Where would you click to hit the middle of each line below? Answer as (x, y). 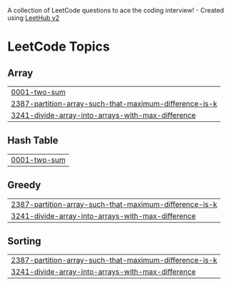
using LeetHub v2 (34, 18)
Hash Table (33, 141)
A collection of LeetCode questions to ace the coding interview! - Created (116, 10)
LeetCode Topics (59, 47)
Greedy (24, 185)
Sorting (24, 241)
